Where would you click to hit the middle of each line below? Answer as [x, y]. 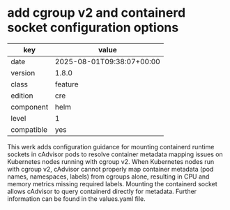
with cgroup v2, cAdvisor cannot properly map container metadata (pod [110, 169]
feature [67, 84]
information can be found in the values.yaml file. [77, 198]
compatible [29, 129]
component [30, 107]
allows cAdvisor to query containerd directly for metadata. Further [102, 191]
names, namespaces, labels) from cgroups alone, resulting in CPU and [108, 177]
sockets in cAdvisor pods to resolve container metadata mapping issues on [115, 154]
